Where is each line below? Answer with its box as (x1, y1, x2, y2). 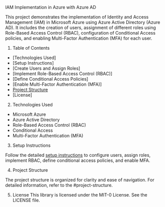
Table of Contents (12, 45, 50, 51)
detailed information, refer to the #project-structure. (5, 182, 113, 188)
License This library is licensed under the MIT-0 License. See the (12, 192, 147, 197)
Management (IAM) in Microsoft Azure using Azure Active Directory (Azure (5, 20, 160, 25)
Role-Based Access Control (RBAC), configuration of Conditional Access (5, 30, 156, 36)
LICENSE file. (12, 197, 40, 203)
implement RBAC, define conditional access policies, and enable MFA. (5, 157, 150, 163)
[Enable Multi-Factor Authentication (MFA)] (12, 81, 102, 87)
